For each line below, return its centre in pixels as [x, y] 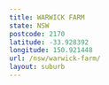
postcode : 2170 [37, 34]
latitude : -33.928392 [49, 42]
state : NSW [29, 26]
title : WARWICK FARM [47, 17]
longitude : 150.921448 [51, 50]
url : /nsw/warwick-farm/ [55, 58]
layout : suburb [37, 67]
